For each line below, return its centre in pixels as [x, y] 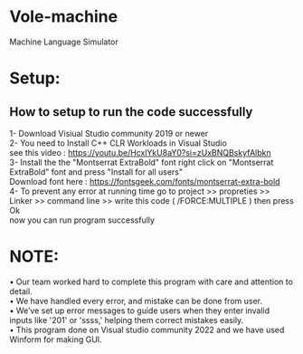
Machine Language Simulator [64, 42]
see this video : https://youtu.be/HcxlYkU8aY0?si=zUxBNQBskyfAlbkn [140, 152]
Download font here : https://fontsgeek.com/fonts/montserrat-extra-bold [145, 181]
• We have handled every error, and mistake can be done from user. [136, 301]
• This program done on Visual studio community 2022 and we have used [147, 330]
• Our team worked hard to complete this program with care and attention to [151, 282]
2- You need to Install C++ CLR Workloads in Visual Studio [118, 143]
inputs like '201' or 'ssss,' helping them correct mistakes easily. [127, 320]
